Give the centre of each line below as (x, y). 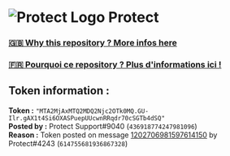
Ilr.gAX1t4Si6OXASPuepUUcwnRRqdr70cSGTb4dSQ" (87, 118)
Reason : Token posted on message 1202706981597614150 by (113, 135)
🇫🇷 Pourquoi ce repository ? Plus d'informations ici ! (115, 65)
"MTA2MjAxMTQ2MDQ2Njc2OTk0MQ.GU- (92, 111)
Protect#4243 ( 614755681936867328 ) (68, 143)
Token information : (59, 91)
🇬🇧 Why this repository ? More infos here (93, 43)
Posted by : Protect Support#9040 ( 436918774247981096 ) (103, 126)
